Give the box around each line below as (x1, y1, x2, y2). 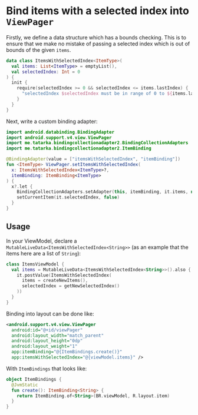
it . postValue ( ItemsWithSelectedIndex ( (16, 272, 112, 278)
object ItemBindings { (6, 376, 62, 382)
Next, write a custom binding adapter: (6, 118, 98, 125)
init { (11, 79, 28, 86)
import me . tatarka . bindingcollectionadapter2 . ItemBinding (6, 145, 151, 151)
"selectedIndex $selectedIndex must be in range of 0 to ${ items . (21, 91, 189, 97)
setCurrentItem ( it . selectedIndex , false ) (16, 194, 120, 201)
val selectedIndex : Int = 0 (11, 69, 81, 75)
